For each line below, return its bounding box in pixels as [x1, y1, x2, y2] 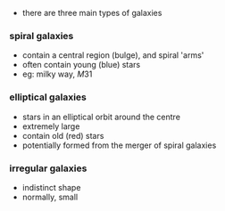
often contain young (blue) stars [21, 60, 141, 70]
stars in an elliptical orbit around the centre [21, 111, 181, 122]
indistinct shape [21, 182, 81, 192]
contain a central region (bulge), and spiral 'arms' [21, 50, 204, 61]
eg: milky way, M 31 [21, 69, 93, 79]
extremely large [21, 120, 80, 132]
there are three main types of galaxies [21, 8, 162, 18]
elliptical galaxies [9, 91, 87, 103]
